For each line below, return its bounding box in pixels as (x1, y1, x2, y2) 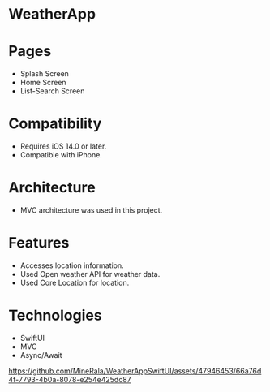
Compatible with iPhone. (19, 150, 103, 160)
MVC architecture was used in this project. (19, 205, 163, 215)
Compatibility (8, 114, 102, 133)
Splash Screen (19, 69, 69, 79)
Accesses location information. (19, 261, 124, 270)
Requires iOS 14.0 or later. (19, 141, 107, 151)
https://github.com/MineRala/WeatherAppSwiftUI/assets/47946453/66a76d (8, 366, 262, 376)
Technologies (8, 306, 103, 325)
